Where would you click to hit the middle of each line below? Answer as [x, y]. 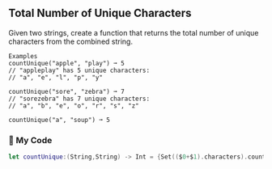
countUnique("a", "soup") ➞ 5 [59, 120]
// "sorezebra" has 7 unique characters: [79, 99]
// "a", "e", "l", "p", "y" [56, 77]
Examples [23, 56]
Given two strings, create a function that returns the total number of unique [134, 32]
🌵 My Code [30, 140]
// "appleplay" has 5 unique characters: [79, 70]
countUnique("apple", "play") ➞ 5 [67, 63]
